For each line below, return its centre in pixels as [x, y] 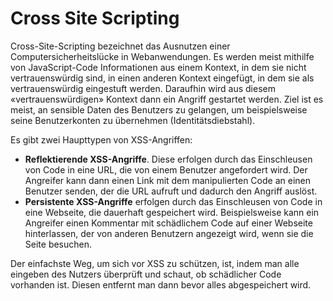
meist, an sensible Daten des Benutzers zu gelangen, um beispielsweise [159, 109]
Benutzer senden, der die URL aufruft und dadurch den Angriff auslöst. [171, 191]
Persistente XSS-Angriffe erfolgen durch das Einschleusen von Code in [173, 201]
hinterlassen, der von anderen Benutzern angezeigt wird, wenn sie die [169, 233]
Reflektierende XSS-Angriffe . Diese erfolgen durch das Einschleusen [168, 159]
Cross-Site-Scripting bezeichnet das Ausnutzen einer [120, 46]
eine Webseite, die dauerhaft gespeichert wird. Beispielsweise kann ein [172, 212]
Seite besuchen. [58, 244]
